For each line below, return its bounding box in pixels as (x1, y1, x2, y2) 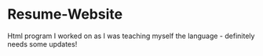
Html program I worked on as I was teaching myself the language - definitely (7, 31, 255, 40)
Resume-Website (7, 5, 123, 23)
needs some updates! (7, 39, 78, 48)
